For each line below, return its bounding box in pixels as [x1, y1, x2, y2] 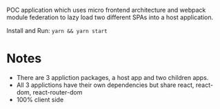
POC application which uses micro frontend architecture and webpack [6, 6, 206, 14]
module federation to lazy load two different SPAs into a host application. [6, 13, 214, 21]
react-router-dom [32, 88, 83, 96]
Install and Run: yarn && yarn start [6, 27, 108, 34]
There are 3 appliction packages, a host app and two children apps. [16, 73, 209, 81]
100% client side [16, 95, 64, 103]
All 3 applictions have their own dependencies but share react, [16, 81, 194, 89]
